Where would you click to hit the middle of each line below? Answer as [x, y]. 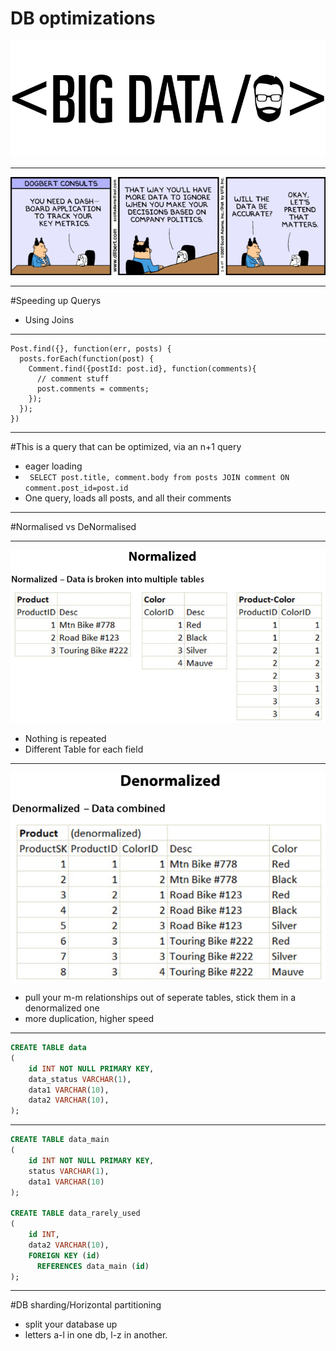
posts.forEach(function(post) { [87, 359]
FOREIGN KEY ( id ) [64, 1255]
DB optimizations [83, 18]
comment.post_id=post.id [76, 488]
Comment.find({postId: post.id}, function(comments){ [142, 369]
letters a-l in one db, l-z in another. [96, 1335]
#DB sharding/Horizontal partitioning [86, 1305]
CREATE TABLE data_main [60, 1140]
